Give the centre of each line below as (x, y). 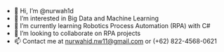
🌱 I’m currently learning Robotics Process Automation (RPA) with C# (112, 26)
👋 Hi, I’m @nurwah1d (44, 11)
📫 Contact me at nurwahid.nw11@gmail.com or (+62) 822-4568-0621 (116, 41)
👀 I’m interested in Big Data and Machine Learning (86, 18)
